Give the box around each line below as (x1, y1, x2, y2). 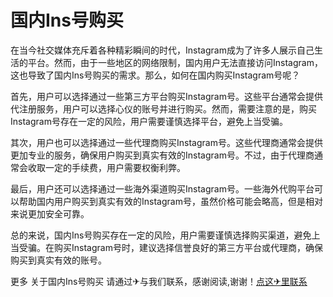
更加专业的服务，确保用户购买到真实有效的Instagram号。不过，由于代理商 (10, 149, 315, 161)
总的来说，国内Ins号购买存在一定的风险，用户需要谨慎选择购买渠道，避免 (10, 229, 312, 241)
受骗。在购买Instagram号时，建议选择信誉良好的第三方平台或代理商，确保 (18, 241, 323, 253)
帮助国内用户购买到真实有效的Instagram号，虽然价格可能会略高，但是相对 (18, 195, 323, 207)
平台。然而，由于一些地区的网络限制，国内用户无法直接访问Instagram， (27, 56, 323, 68)
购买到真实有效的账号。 (10, 254, 107, 266)
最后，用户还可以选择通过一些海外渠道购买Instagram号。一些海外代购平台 (10, 182, 315, 195)
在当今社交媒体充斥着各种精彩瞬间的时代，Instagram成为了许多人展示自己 (10, 44, 315, 56)
